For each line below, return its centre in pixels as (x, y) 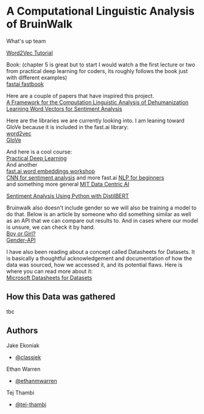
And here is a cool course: (39, 152)
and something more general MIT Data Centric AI (68, 184)
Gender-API (21, 240)
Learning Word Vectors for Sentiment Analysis (64, 108)
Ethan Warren (23, 369)
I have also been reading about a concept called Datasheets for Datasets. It (101, 251)
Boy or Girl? (21, 233)
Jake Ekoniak (23, 345)
